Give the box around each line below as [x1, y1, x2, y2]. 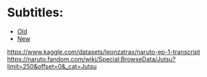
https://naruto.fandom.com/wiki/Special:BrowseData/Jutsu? [7, 55, 176, 63]
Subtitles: [7, 5, 64, 20]
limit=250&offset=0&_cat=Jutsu [7, 62, 97, 70]
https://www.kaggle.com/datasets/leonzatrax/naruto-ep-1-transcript [7, 48, 201, 56]
